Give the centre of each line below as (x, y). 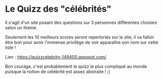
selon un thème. (21, 27)
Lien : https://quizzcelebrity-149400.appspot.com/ (56, 57)
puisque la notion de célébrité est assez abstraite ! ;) (58, 71)
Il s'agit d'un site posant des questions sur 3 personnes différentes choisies (81, 22)
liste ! (10, 47)
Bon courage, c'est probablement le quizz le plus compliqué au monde (76, 66)
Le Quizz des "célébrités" (58, 9)
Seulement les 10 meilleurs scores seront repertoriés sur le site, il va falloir (80, 37)
